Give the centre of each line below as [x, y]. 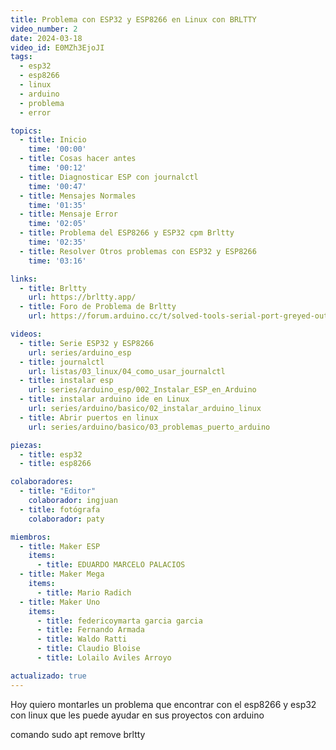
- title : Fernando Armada [90, 630]
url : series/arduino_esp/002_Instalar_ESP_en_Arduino [142, 390]
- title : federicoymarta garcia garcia [119, 621]
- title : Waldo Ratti [82, 639]
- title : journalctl [62, 362]
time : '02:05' [57, 224]
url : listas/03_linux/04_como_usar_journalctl [127, 371]
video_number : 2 [44, 29]
